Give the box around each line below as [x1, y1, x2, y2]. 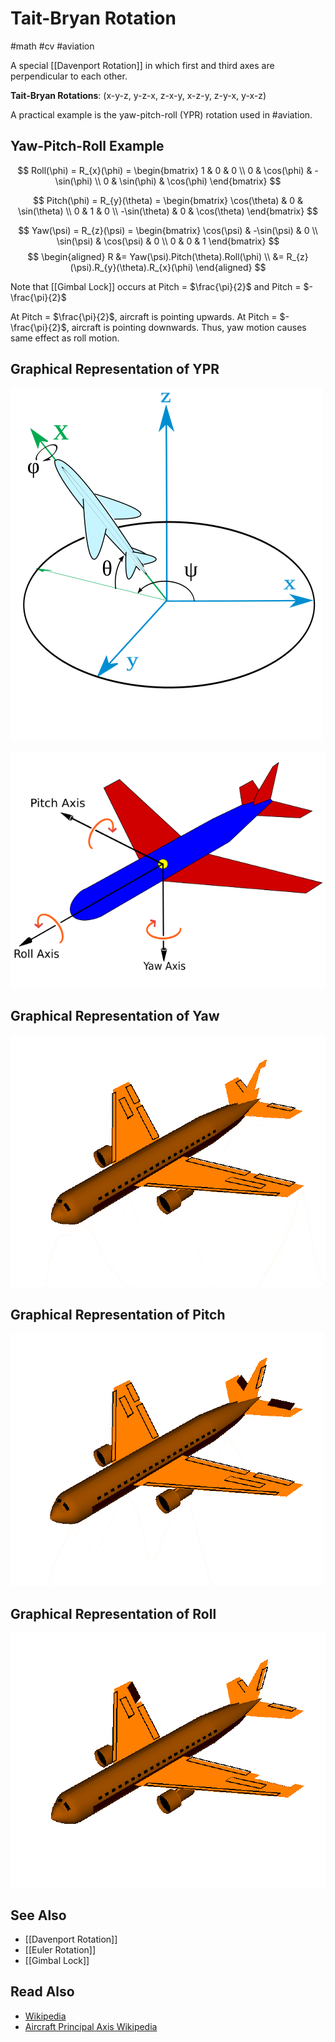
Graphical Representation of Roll [10, 1605, 217, 1622]
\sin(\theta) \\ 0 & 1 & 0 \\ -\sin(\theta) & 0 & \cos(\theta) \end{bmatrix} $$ [17, 205, 319, 217]
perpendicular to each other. [10, 70, 128, 82]
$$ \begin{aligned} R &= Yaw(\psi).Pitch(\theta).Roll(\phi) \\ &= [27, 250, 285, 262]
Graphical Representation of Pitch [10, 1306, 226, 1323]
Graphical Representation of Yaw [10, 1008, 220, 1025]
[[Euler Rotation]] [24, 1943, 97, 1956]
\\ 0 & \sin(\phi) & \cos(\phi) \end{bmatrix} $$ [94, 175, 282, 187]
